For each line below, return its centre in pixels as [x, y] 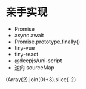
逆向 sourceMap [34, 67]
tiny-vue [24, 47]
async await [29, 35]
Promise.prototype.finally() [47, 42]
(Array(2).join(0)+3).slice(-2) [41, 79]
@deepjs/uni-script [38, 61]
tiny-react [26, 54]
